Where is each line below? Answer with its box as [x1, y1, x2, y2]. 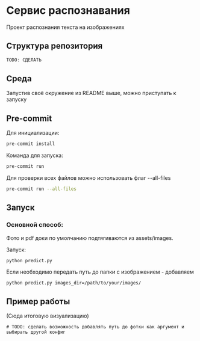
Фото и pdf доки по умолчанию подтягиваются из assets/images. [6, 234, 173, 241]
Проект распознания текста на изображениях [6, 23, 125, 31]
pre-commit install [6, 141, 55, 147]
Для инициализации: [6, 129, 60, 137]
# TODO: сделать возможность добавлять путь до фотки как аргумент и [6, 324, 185, 330]
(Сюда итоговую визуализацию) [6, 312, 89, 319]
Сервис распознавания [6, 4, 131, 17]
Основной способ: [6, 221, 63, 229]
